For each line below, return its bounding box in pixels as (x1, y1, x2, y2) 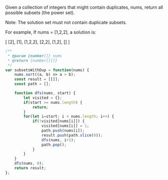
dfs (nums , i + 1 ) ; (41, 137, 76, 143)
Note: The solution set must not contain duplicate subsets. (5, 20, 127, 25)
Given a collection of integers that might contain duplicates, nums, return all (5, 5, 163, 10)
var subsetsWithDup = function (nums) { (5, 68, 90, 73)
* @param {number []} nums (7, 53, 62, 58)
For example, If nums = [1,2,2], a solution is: (5, 29, 96, 35)
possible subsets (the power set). (5, 10, 75, 16)
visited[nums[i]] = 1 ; (41, 124, 90, 129)
